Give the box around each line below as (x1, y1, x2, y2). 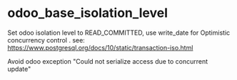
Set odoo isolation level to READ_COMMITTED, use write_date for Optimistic (7, 28, 231, 37)
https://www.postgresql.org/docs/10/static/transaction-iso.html (7, 43, 193, 52)
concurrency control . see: (7, 35, 86, 44)
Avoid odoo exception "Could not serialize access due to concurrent (7, 57, 208, 65)
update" (7, 64, 31, 73)
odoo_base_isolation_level (7, 5, 168, 21)
